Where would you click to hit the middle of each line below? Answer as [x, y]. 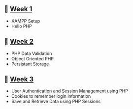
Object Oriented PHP [33, 58]
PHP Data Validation [32, 53]
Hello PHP [21, 26]
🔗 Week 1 [18, 9]
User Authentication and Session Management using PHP [70, 91]
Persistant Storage [30, 64]
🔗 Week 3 [19, 79]
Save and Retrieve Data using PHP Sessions [56, 102]
